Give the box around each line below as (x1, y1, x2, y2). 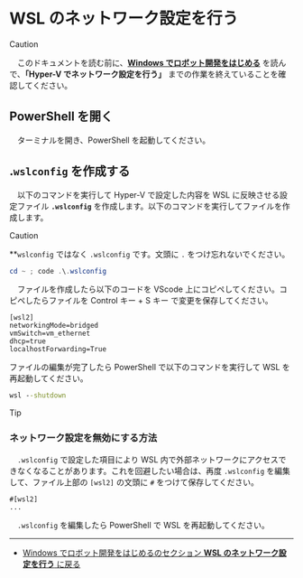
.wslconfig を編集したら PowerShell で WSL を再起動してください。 (17, 519, 270, 530)
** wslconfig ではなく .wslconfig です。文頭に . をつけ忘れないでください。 (9, 248, 290, 259)
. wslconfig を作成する (9, 163, 131, 179)
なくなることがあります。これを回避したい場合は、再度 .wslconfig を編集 (16, 465, 291, 476)
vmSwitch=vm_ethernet (9, 329, 91, 339)
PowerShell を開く (9, 109, 114, 125)
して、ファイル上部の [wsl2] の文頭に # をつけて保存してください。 (9, 476, 259, 488)
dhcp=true (9, 337, 47, 346)
